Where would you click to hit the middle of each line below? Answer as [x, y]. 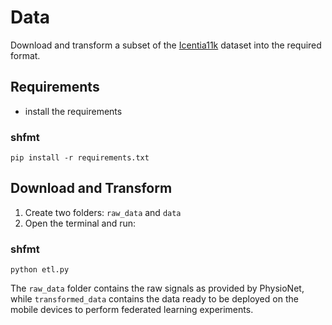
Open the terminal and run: [80, 223]
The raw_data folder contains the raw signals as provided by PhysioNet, [157, 288]
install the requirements [73, 111]
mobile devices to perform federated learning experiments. [132, 310]
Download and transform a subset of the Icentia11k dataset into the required [166, 45]
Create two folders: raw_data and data [103, 212]
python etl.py [40, 270]
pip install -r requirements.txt [80, 158]
